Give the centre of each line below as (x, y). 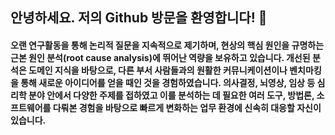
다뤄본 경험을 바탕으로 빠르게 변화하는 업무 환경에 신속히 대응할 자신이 (187, 107)
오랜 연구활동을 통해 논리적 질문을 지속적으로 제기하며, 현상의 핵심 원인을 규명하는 (167, 45)
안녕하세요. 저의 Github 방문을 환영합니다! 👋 (139, 18)
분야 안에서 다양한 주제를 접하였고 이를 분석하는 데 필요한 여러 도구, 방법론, (171, 95)
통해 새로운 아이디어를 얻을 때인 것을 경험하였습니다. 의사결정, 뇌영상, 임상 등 (168, 82)
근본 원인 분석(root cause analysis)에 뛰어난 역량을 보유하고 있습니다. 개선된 (160, 57)
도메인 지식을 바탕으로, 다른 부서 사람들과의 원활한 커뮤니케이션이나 (158, 70)
